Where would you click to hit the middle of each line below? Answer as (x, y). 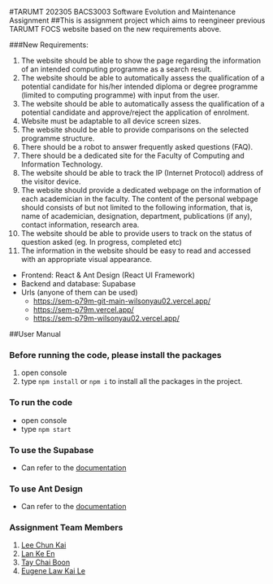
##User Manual (35, 334)
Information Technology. (62, 164)
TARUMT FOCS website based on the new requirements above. (115, 29)
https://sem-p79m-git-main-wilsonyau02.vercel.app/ (121, 301)
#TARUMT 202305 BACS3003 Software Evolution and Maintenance (123, 12)
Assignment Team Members (66, 528)
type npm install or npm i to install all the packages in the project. (132, 381)
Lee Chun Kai (43, 545)
